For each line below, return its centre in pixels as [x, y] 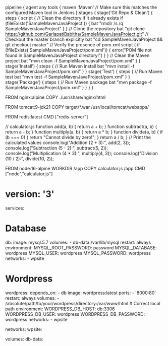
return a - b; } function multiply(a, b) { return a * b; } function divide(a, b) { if [84, 132]
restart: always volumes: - [32, 298]
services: [15, 208]
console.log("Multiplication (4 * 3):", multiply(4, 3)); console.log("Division [81, 153]
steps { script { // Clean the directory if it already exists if [64, 18]
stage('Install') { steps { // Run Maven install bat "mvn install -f [70, 66]
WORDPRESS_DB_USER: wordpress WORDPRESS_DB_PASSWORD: [75, 314]
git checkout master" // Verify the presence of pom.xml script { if [73, 45]
